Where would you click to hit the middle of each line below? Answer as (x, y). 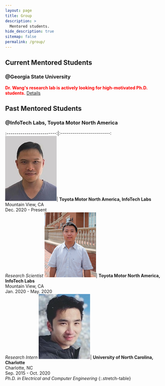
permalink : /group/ (25, 42)
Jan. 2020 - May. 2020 (29, 292)
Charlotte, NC (19, 368)
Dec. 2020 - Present (26, 210)
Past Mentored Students (43, 109)
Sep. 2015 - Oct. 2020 (28, 373)
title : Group (19, 16)
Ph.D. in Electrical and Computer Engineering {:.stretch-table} (68, 379)
